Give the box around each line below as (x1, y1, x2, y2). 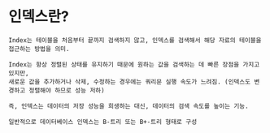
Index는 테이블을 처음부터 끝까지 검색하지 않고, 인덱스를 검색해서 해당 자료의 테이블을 (8, 36, 262, 45)
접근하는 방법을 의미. (8, 45, 70, 53)
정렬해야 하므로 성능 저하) (28, 86, 105, 94)
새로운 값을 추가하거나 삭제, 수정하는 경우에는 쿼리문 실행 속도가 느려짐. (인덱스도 (8, 78, 250, 86)
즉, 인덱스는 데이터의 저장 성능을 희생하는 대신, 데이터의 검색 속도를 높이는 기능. (8, 102, 250, 110)
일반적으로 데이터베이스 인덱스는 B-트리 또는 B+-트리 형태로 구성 (8, 118, 198, 126)
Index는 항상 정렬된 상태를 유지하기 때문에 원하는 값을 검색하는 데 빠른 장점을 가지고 (8, 60, 260, 69)
